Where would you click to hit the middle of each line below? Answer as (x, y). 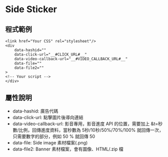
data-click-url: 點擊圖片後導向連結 (48, 117)
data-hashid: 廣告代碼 (35, 111)
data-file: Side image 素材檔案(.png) (50, 142)
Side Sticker (31, 9)
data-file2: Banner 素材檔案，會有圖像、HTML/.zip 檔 (68, 149)
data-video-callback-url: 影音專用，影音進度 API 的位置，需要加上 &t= (85, 124)
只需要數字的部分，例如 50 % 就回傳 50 (54, 136)
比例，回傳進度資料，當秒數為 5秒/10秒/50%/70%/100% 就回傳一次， (91, 130)
